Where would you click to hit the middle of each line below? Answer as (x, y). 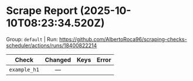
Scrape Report (42, 11)
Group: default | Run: (32, 39)
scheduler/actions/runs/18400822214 (52, 45)
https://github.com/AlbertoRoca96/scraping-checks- (123, 39)
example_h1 (24, 69)
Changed (58, 59)
